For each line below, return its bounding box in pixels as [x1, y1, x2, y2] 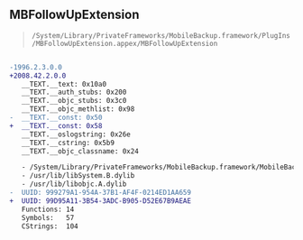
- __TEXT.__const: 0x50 [9, 113, 103, 123]
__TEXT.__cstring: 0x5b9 [21, 138, 115, 147]
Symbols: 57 [21, 213, 75, 222]
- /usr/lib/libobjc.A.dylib [21, 180, 127, 189]
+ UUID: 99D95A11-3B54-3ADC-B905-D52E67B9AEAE [9, 196, 192, 206]
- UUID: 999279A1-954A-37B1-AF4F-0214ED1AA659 [9, 189, 192, 198]
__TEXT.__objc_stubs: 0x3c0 [21, 97, 127, 106]
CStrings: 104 [21, 221, 78, 231]
